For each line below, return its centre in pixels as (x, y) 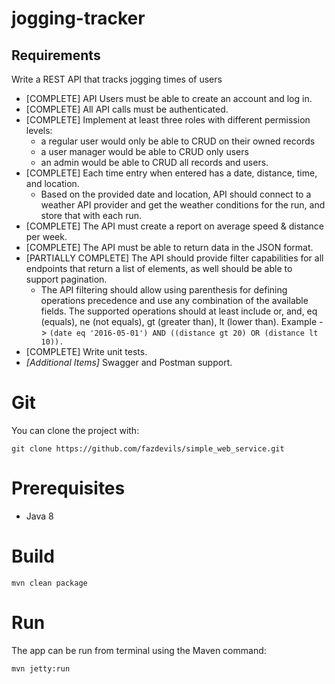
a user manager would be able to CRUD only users (144, 151)
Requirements (56, 55)
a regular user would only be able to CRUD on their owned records (178, 141)
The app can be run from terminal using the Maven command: (139, 650)
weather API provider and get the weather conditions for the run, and (183, 205)
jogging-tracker (78, 18)
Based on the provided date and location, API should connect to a (176, 194)
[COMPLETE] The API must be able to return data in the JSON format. (169, 247)
